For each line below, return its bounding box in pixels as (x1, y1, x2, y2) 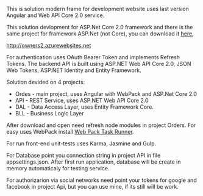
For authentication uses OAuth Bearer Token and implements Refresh (6, 54, 180, 60)
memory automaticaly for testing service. (6, 165, 110, 172)
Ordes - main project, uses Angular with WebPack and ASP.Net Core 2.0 (15, 90, 197, 97)
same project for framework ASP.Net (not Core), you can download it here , (6, 30, 194, 37)
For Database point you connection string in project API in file (6, 152, 161, 159)
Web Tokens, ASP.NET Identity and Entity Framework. (6, 67, 141, 74)
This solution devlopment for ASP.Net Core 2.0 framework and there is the (6, 24, 193, 31)
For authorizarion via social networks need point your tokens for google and (6, 176, 197, 184)
